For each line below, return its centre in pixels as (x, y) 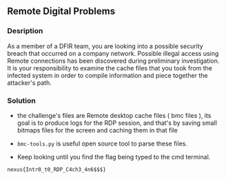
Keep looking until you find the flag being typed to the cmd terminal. (114, 157)
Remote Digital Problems (61, 11)
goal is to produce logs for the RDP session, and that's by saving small (117, 123)
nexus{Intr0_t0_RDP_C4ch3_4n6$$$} (57, 169)
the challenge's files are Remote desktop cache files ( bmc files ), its (114, 115)
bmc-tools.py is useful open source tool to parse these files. (102, 143)
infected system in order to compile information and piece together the (107, 75)
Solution (22, 101)
